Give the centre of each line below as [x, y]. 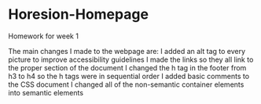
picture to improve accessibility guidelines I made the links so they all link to [131, 59]
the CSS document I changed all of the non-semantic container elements [126, 84]
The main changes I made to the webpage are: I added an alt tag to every [127, 51]
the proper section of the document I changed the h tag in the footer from [127, 67]
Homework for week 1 [43, 36]
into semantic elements [46, 92]
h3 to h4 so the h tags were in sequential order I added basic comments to [129, 76]
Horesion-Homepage [79, 14]
